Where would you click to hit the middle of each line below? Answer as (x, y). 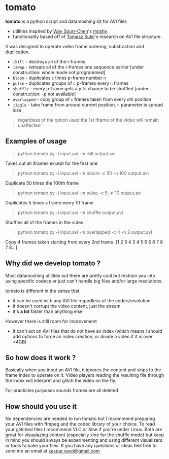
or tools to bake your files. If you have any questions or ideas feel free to (81, 446)
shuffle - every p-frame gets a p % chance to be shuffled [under (80, 88)
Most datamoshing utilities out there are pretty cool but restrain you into (80, 275)
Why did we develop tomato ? (53, 263)
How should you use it (41, 407)
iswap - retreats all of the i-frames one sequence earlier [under (78, 67)
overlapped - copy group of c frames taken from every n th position (82, 99)
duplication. (18, 52)
